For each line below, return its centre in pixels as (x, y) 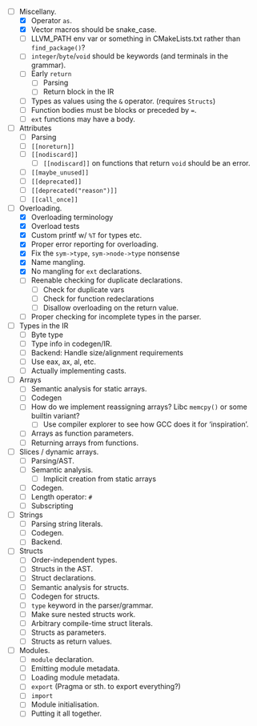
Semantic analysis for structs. (80, 587)
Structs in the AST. (62, 569)
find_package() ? (58, 48)
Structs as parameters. (69, 632)
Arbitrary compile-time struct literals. (92, 623)
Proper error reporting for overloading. (94, 244)
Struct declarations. (64, 578)
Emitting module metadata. (75, 668)
